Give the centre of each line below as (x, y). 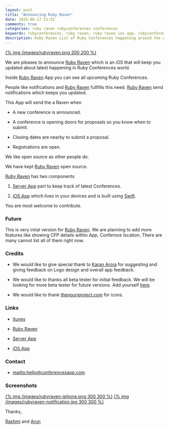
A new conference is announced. (47, 112)
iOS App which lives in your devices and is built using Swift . (74, 196)
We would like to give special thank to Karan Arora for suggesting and (85, 265)
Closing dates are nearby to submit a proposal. (61, 137)
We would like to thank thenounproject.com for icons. (68, 295)
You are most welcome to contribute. (44, 206)
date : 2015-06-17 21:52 (30, 19)
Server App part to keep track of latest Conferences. (67, 186)
